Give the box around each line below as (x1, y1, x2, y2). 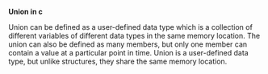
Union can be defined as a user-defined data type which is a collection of (8, 23, 253, 31)
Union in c (8, 7, 43, 16)
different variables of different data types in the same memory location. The (8, 31, 261, 40)
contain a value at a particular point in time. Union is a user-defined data (8, 48, 249, 57)
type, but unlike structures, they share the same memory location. (8, 56, 228, 66)
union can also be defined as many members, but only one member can (8, 39, 248, 49)
